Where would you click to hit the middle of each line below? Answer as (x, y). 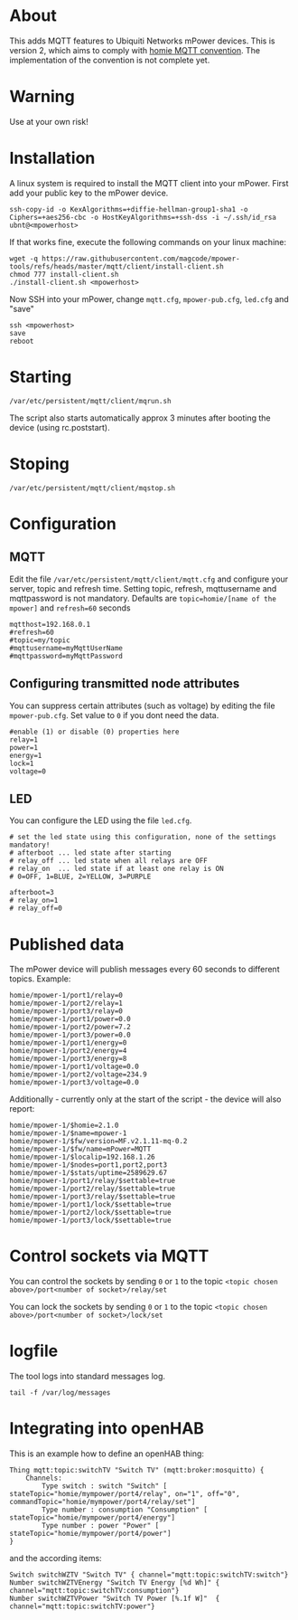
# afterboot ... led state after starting (90, 853)
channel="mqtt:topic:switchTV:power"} (82, 1606)
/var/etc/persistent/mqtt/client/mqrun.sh (90, 401)
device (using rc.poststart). (60, 427)
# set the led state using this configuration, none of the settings (143, 838)
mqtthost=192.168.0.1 (50, 624)
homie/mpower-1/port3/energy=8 (68, 1059)
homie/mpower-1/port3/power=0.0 (70, 1035)
